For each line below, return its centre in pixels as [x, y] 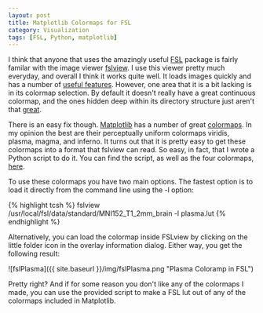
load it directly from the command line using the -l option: [101, 190]
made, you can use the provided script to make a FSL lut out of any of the [127, 293]
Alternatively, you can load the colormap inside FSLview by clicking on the [128, 237]
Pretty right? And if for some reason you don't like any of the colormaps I [126, 284]
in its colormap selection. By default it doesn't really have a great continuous [132, 93]
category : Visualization [49, 30]
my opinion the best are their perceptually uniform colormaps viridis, [119, 133]
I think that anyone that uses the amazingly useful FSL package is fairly [123, 60]
